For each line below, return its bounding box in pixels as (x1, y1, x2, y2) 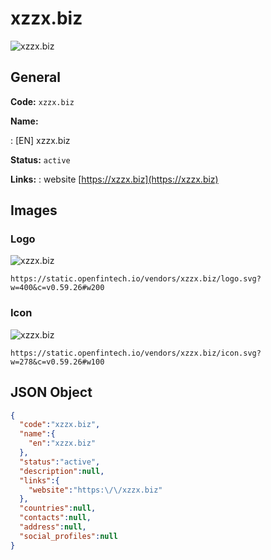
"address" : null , (19, 522, 87, 532)
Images (10, 202, 58, 219)
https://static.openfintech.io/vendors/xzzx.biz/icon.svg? (10, 348, 262, 358)
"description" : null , (19, 466, 105, 476)
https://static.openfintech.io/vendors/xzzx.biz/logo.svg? (10, 274, 262, 284)
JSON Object (10, 384, 93, 401)
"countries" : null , (19, 503, 97, 514)
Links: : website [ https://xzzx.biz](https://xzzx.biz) (10, 173, 219, 185)
